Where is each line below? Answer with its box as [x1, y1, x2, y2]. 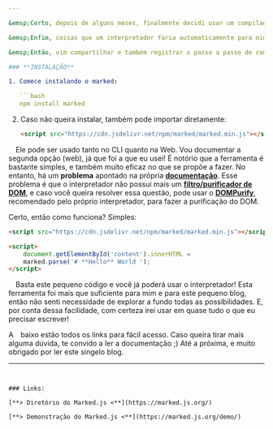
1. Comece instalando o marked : [8, 78, 118, 86]
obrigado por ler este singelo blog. [8, 347, 124, 357]
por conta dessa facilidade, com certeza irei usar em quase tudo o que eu [8, 306, 256, 315]
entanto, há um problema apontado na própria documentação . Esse [8, 170, 238, 180]
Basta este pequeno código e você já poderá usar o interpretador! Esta [15, 280, 253, 290]
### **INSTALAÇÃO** [8, 62, 75, 71]
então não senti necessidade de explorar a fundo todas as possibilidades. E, [8, 297, 264, 307]
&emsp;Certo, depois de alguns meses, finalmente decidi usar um [8, 19, 234, 27]
